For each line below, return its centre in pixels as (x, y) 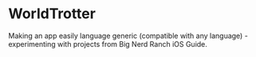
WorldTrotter (52, 14)
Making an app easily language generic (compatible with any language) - (128, 36)
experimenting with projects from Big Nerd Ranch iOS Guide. (108, 44)
